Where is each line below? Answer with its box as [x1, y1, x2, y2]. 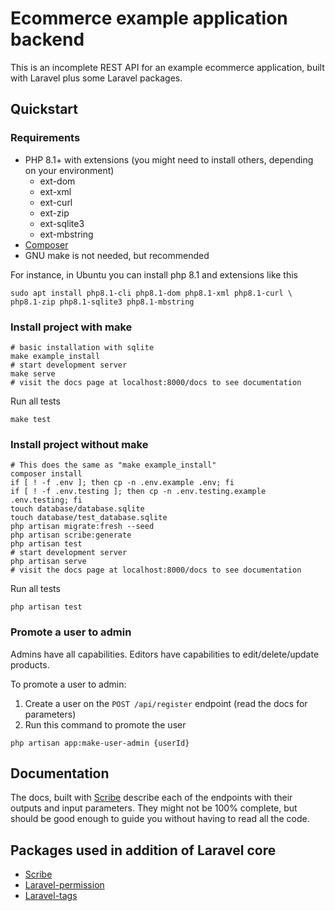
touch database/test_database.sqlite [10, 513, 168, 523]
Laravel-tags [24, 890, 78, 902]
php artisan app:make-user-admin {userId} [10, 738, 190, 748]
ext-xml [39, 185, 72, 197]
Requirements [10, 131, 81, 145]
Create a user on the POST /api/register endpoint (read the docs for [24, 697, 308, 709]
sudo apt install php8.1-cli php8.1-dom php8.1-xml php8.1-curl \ [10, 288, 293, 298]
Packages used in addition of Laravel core [10, 842, 277, 859]
